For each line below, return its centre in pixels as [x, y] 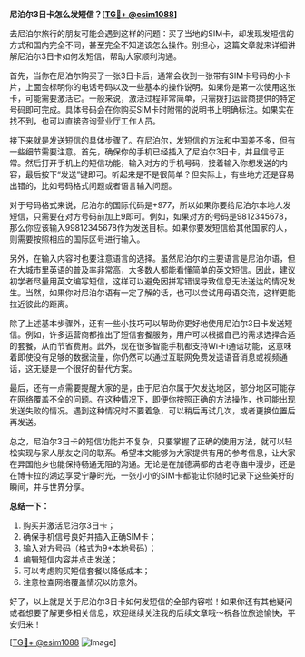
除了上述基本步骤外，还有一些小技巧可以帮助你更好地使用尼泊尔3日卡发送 [147, 323]
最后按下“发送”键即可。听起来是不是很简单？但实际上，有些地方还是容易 [160, 174]
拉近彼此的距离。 [41, 304]
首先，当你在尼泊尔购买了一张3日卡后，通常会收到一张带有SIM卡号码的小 [147, 75]
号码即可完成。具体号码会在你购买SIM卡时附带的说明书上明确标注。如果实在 [152, 109]
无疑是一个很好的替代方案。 [85, 368]
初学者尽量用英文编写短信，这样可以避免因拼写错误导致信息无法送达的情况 [148, 281]
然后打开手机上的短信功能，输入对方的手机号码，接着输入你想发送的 [152, 163]
